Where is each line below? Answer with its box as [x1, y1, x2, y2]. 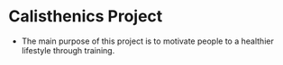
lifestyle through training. [21, 45, 115, 55]
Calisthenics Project [8, 6, 163, 27]
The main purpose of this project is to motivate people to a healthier [21, 36, 274, 46]
